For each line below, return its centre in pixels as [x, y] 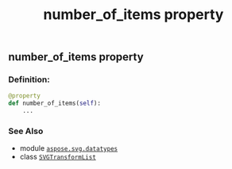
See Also [26, 131]
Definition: [29, 79]
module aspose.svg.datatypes [68, 148]
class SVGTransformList [58, 157]
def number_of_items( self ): [55, 104]
